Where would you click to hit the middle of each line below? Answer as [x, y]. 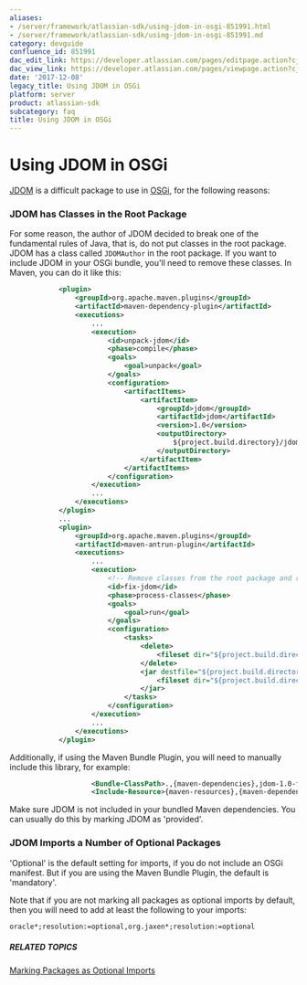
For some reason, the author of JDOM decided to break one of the [134, 234]
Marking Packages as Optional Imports [82, 970]
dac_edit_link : [38, 60]
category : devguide [47, 43]
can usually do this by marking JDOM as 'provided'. [106, 820]
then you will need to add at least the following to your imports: [128, 909]
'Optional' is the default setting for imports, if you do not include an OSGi [146, 863]
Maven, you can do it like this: [65, 273]
